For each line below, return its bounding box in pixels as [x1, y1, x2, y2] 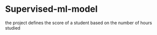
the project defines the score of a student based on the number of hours [5, 20, 153, 26]
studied [5, 25, 21, 31]
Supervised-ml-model [5, 3, 98, 15]
